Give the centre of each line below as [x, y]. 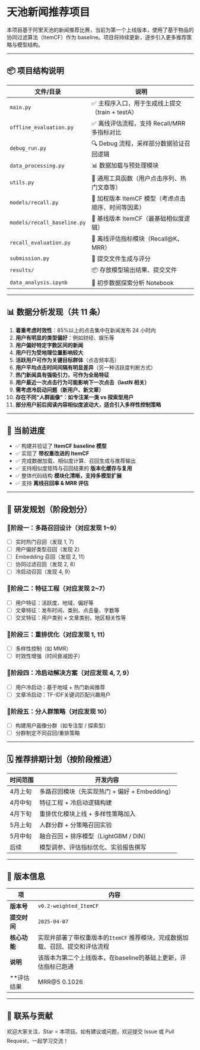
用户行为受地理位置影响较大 [49, 352]
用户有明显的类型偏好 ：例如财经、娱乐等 [65, 337]
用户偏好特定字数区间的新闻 [49, 345]
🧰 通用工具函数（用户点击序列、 [136, 178]
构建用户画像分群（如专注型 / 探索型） [62, 725]
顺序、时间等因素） [118, 207]
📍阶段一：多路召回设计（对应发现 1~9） [64, 528]
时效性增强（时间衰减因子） [49, 656]
